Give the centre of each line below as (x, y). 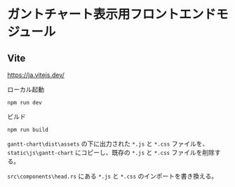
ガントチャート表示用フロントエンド (112, 14)
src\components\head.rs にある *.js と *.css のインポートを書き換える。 (113, 176)
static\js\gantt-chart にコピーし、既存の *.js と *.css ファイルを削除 (111, 152)
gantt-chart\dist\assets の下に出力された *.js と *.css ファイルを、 (108, 144)
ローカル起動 (26, 89)
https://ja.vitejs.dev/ (36, 75)
